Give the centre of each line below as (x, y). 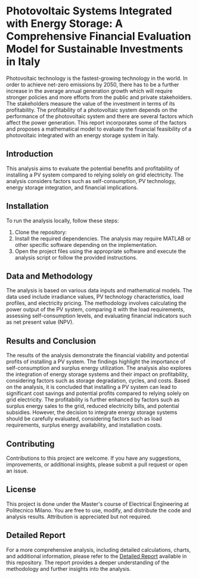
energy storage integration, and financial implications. (72, 187)
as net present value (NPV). (40, 322)
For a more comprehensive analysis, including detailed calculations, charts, (99, 549)
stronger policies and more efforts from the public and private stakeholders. (99, 97)
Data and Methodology (50, 276)
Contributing (30, 443)
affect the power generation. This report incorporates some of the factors (96, 122)
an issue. (17, 471)
